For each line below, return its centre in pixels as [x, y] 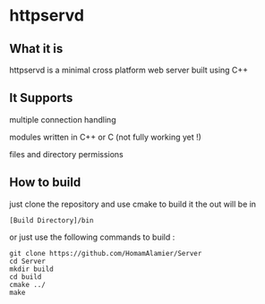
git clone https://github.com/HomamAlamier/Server [106, 253]
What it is [36, 49]
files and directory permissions [66, 154]
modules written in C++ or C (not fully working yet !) [105, 137]
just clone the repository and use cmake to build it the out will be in [133, 204]
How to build [45, 183]
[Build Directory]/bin [51, 220]
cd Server [28, 261]
